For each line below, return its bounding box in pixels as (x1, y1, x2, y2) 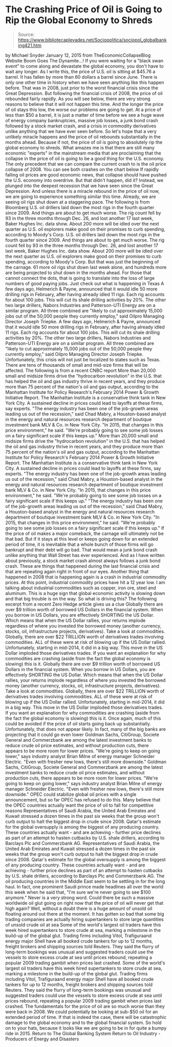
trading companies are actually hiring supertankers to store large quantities (5, 916, 164, 922)
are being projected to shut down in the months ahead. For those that (5, 270, 152, 276)
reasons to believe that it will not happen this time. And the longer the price (5, 101, 164, 107)
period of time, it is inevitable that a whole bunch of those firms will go (5, 541, 154, 547)
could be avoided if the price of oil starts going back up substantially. (5, 720, 151, 727)
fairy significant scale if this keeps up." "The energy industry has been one (5, 498, 163, 504)
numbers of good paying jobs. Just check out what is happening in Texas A (5, 280, 164, 286)
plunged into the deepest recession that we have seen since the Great (5, 183, 154, 189)
